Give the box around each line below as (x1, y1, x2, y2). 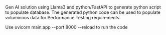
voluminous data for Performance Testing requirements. (5, 15, 121, 20)
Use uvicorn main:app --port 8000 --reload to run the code (5, 24, 128, 30)
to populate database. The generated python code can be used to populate (5, 9, 160, 15)
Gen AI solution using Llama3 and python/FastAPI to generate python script (5, 4, 161, 10)
